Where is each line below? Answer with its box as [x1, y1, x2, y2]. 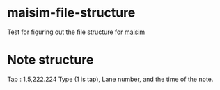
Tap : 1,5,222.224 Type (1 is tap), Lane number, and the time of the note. [7, 75, 214, 83]
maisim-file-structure [7, 5, 136, 21]
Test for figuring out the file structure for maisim [7, 28, 146, 36]
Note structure [7, 52, 94, 68]
